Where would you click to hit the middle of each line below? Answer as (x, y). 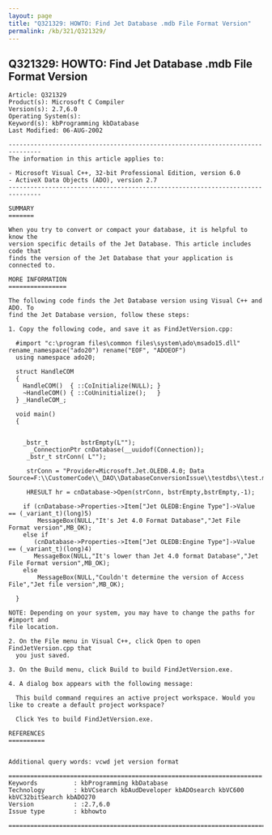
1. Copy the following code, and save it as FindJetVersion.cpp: (121, 329)
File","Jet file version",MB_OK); (67, 584)
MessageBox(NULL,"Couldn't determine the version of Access (141, 578)
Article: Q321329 (38, 95)
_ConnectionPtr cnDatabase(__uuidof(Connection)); (117, 450)
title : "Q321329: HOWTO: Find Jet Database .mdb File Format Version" (130, 24)
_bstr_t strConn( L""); (66, 457)
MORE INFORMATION (38, 280)
